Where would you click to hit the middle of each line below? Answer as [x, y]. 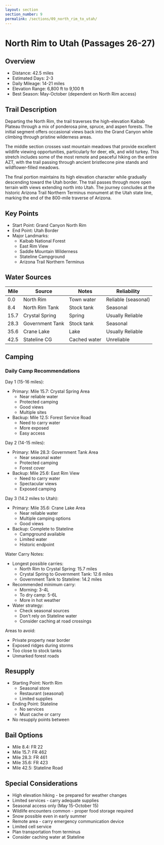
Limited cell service [32, 826]
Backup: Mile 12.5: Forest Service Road [52, 417]
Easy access [32, 433]
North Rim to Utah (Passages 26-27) [80, 43]
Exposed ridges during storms [43, 645]
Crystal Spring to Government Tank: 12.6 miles [66, 574]
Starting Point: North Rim [37, 683]
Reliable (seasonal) [128, 299]
